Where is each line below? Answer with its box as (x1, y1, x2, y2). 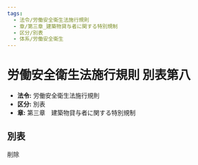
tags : (7, 10, 23, 17)
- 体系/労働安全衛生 (13, 36, 64, 43)
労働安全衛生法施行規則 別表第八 (7, 67, 191, 83)
